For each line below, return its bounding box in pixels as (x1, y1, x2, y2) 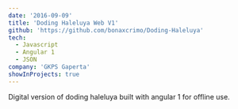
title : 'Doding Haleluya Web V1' (8, 19, 119, 27)
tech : (8, 33, 26, 42)
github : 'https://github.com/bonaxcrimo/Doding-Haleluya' (8, 26, 204, 34)
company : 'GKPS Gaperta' (8, 63, 90, 71)
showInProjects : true (8, 70, 80, 78)
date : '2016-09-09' (8, 11, 73, 20)
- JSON (15, 56, 37, 64)
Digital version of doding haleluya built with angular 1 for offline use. (8, 92, 230, 101)
